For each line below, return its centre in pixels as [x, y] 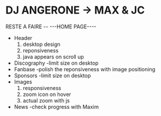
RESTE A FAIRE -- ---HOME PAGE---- [51, 26]
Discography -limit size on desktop [56, 63]
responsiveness [42, 88]
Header [23, 38]
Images [23, 82]
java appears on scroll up [53, 57]
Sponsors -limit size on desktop [53, 75]
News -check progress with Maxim [56, 107]
